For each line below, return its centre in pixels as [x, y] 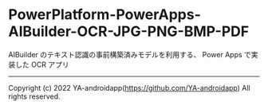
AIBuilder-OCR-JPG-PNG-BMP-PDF [129, 31]
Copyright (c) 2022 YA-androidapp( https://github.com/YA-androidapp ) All [129, 88]
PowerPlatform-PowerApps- [105, 15]
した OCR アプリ [42, 64]
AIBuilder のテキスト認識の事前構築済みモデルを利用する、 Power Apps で [130, 54]
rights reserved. [35, 96]
